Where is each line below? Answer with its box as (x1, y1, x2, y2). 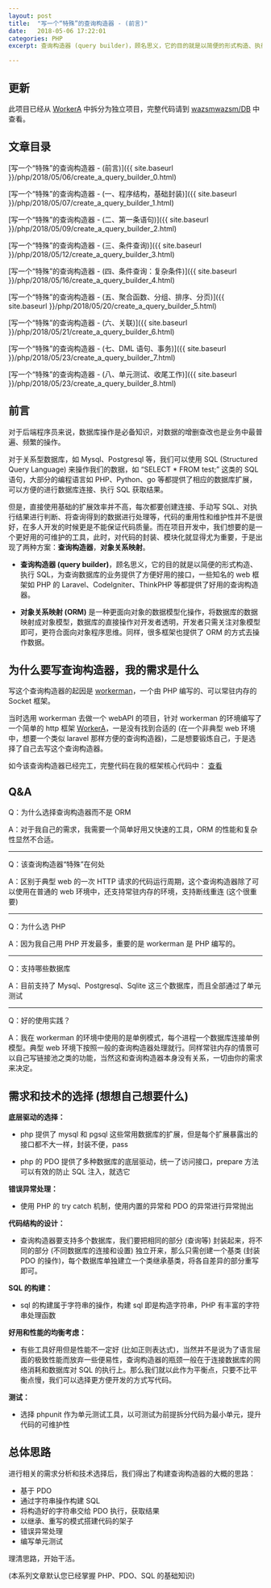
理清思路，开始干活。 (8, 1553, 79, 1563)
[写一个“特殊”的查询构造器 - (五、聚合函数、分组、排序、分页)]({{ (8, 292, 225, 302)
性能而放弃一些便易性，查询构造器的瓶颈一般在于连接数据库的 (48, 1355, 254, 1364)
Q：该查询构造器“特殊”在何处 (8, 859, 106, 870)
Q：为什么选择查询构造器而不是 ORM (8, 807, 131, 817)
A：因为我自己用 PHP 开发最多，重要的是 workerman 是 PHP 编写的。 (8, 939, 240, 949)
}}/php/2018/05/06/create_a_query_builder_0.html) (8, 172, 177, 182)
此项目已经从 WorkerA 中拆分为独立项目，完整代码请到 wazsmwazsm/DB (8, 104, 252, 113)
